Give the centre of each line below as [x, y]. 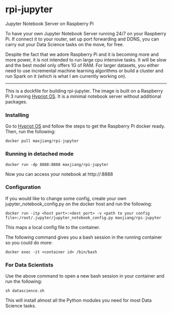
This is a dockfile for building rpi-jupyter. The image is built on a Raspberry [84, 91]
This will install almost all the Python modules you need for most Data [79, 300]
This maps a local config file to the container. [53, 227]
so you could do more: [29, 242]
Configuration [23, 187]
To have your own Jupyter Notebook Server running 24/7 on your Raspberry [86, 33]
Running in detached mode [40, 154]
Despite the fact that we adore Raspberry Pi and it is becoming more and [82, 54]
